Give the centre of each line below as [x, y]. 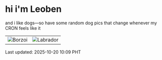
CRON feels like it [23, 28]
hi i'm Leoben [33, 9]
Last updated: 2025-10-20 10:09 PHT [43, 52]
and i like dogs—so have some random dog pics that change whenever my [81, 23]
